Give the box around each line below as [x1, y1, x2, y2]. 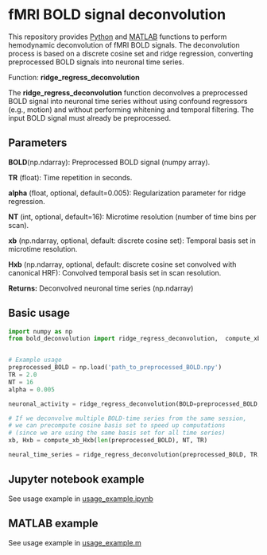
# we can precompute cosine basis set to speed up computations [8, 422, 226, 430]
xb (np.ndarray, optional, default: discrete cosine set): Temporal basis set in [8, 236, 257, 245]
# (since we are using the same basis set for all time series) [8, 429, 226, 437]
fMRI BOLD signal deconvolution [8, 6, 226, 24]
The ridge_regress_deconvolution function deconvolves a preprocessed [8, 87, 248, 97]
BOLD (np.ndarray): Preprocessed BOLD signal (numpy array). [8, 157, 211, 167]
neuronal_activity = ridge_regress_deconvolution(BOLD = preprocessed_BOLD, [8, 399, 261, 408]
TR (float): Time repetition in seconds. [8, 172, 133, 182]
